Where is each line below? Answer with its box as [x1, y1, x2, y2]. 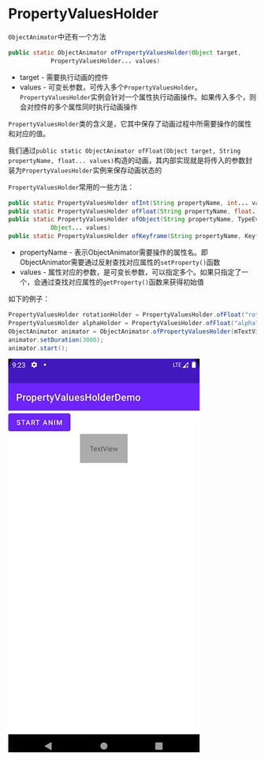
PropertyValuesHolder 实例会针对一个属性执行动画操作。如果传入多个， [19, 92, 250, 101]
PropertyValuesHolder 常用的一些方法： [8, 182, 135, 191]
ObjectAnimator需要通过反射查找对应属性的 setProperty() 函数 [19, 258, 221, 267]
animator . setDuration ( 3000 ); [8, 335, 104, 344]
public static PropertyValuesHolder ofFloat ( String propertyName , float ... [8, 207, 263, 215]
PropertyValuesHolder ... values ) [50, 57, 160, 65]
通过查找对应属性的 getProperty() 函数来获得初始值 [40, 278, 204, 287]
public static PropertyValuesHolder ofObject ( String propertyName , [8, 215, 235, 224]
